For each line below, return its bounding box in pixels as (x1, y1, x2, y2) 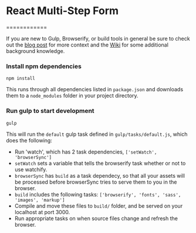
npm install (6, 75, 35, 82)
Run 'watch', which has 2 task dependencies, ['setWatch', (14, 148, 157, 155)
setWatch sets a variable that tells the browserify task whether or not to (14, 159, 186, 167)
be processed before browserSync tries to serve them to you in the (14, 178, 177, 185)
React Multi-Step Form (6, 4, 119, 18)
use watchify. (14, 166, 48, 173)
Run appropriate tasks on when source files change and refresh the (14, 215, 178, 222)
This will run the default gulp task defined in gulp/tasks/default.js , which (6, 131, 188, 138)
